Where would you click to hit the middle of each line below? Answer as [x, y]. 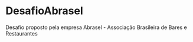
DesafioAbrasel [44, 11]
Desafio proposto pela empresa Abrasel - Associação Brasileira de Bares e [96, 27]
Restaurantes [22, 33]
